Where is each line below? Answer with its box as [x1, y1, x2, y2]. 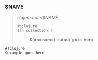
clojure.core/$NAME [17, 15, 59, 20]
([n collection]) [17, 28, 53, 33]
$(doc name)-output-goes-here [29, 37, 93, 42]
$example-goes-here [5, 50, 45, 56]
